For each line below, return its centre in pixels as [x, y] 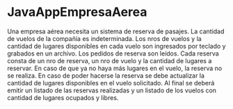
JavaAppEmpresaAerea [77, 12]
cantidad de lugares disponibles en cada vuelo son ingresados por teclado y [116, 46]
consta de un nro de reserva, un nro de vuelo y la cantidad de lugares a [110, 60]
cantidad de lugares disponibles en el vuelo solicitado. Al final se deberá [111, 83]
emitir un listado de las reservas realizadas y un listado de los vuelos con [112, 90]
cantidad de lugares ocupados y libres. [63, 97]
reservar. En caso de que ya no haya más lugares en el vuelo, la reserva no [115, 68]
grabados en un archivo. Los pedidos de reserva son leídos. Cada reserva [113, 53]
